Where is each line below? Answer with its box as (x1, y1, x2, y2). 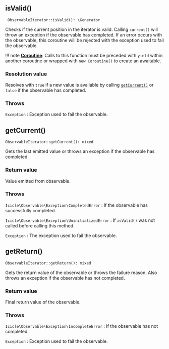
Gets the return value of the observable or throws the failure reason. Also (5, 269, 157, 276)
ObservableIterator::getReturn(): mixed (5, 260, 92, 265)
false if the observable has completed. (5, 87, 87, 93)
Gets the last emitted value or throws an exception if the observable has (5, 148, 155, 154)
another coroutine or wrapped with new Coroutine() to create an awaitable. (5, 58, 161, 64)
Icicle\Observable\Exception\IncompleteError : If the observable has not (5, 323, 158, 329)
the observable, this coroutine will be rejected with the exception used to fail (5, 37, 164, 43)
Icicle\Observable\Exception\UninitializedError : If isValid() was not (5, 217, 155, 223)
